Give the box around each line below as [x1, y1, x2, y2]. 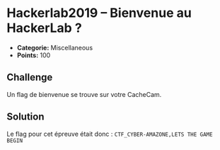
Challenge [6, 71, 53, 83]
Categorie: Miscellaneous [16, 43, 93, 52]
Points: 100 [16, 51, 51, 59]
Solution [6, 111, 45, 123]
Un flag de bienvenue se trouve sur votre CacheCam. [6, 90, 162, 98]
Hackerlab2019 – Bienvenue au [6, 5, 192, 21]
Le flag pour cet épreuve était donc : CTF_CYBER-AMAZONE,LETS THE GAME [6, 129, 213, 138]
